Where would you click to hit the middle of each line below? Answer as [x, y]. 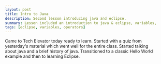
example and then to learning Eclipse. [43, 56]
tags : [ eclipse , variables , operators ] [45, 27]
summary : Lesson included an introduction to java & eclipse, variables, [81, 23]
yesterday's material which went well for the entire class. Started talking [77, 46]
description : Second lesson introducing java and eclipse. [66, 18]
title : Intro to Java [27, 14]
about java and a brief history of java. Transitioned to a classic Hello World [79, 51]
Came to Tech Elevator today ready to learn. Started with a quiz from [73, 41]
